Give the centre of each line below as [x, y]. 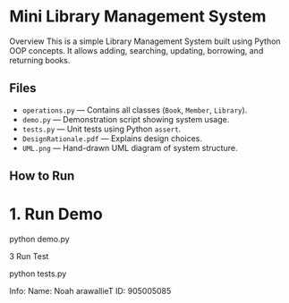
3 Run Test [29, 257]
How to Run [42, 176]
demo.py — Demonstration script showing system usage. [126, 119]
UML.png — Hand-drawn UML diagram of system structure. [130, 147]
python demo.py [39, 240]
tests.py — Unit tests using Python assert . [102, 129]
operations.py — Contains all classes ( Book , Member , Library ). [135, 110]
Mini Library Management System [138, 17]
